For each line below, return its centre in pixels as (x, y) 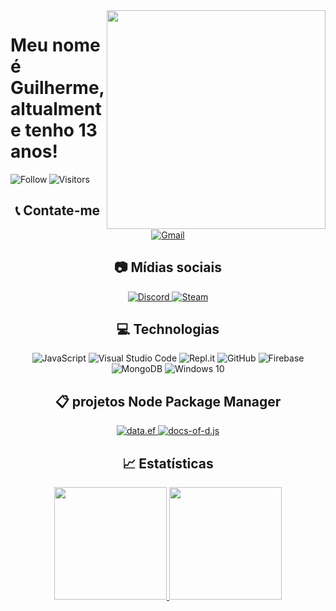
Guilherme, (57, 88)
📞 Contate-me (57, 210)
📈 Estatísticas (168, 463)
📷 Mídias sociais (168, 267)
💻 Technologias (168, 329)
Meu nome (55, 45)
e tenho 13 (54, 130)
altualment (56, 109)
